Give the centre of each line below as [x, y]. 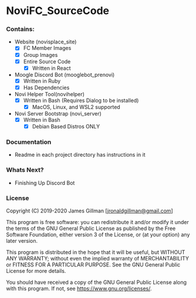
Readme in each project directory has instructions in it [80, 155]
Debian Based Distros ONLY [66, 127]
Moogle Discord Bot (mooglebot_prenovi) [65, 74]
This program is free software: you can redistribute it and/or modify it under [97, 222]
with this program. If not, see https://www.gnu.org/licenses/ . [79, 288]
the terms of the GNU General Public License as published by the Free [91, 228]
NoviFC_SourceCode [58, 11]
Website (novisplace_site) [45, 42]
